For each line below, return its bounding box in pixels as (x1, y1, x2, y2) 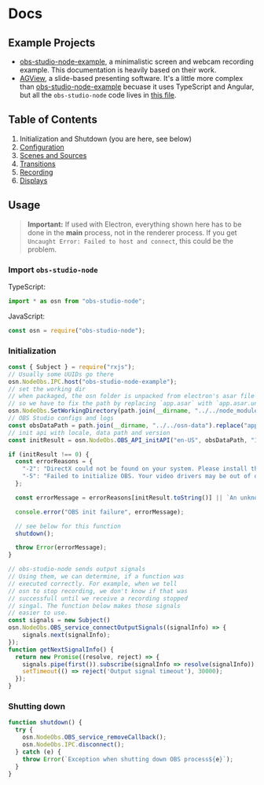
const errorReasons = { (15, 458, 93, 466)
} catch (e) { (15, 748, 61, 756)
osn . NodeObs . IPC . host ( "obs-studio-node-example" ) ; (8, 378, 178, 385)
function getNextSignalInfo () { (8, 646, 114, 654)
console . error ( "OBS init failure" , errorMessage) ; (15, 508, 185, 516)
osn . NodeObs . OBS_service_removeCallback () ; (22, 733, 167, 742)
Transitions (19, 159, 57, 168)
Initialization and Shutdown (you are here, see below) (19, 134, 192, 143)
